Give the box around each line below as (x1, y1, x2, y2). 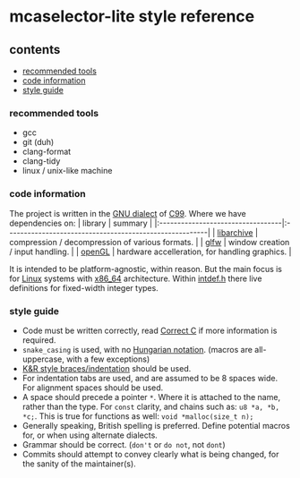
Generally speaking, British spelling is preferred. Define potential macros (21, 420, 291, 431)
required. (21, 334, 56, 346)
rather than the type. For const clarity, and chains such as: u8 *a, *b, (21, 401, 280, 412)
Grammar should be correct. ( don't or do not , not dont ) (21, 439, 226, 449)
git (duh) (21, 137, 55, 148)
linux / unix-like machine (21, 166, 113, 176)
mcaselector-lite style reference (9, 6, 255, 27)
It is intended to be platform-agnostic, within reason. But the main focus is (9, 263, 283, 274)
